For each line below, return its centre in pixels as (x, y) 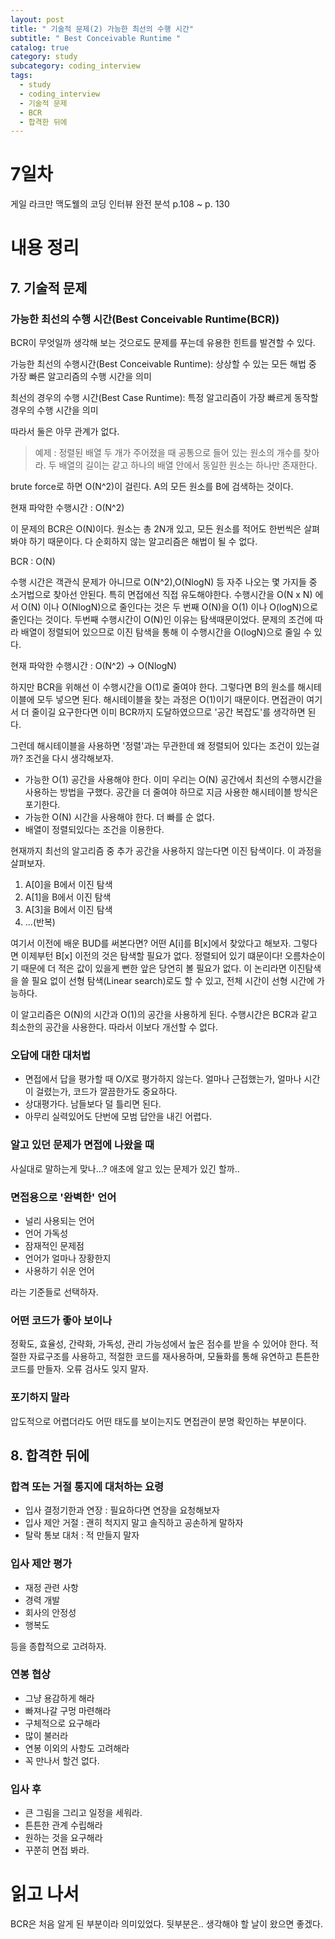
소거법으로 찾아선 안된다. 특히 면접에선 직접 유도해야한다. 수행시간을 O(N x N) (161, 595)
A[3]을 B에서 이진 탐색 (68, 910)
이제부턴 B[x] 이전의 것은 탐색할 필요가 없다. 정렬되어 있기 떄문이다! (151, 956)
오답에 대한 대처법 (51, 1055)
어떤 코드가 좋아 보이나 (61, 1320)
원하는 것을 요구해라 (63, 1838)
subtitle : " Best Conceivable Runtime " (96, 38)
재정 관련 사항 (51, 1587)
